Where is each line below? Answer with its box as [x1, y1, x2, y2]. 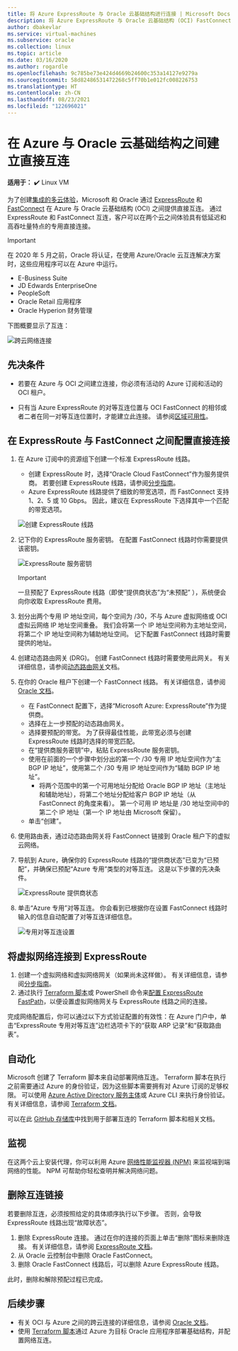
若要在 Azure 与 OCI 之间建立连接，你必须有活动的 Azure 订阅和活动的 [17, 379, 223, 387]
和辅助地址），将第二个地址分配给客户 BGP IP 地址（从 [38, 790, 196, 799]
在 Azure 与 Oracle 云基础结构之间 [7, 135, 207, 152]
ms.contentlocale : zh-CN [7, 89, 81, 96]
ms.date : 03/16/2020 [7, 57, 69, 64]
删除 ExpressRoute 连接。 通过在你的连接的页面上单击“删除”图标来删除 [17, 1233, 225, 1242]
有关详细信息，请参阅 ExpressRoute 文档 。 [31, 1242, 157, 1250]
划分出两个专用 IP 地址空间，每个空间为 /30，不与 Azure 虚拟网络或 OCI [17, 612, 228, 621]
